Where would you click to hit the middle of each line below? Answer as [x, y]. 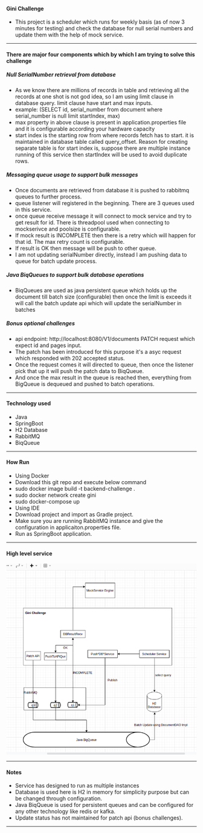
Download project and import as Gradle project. [74, 514]
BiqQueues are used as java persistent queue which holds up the [96, 290]
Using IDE [27, 508]
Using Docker [32, 476]
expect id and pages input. [48, 345]
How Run [18, 462]
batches [25, 309]
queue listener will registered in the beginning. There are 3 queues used [105, 203]
